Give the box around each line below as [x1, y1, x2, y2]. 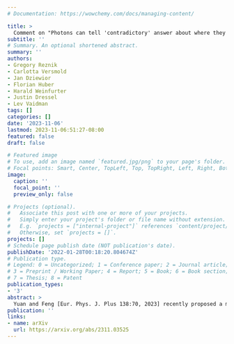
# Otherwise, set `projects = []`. [7, 229, 117, 236]
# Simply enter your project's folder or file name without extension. [7, 217, 226, 224]
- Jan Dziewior [7, 75, 52, 81]
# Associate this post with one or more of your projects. [7, 210, 189, 217]
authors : [7, 55, 33, 63]
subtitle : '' [7, 36, 45, 42]
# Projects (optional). [7, 203, 77, 210]
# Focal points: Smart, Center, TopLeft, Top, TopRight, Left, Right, [7, 165, 217, 172]
